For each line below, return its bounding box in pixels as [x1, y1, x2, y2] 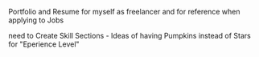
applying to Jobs [8, 15, 64, 25]
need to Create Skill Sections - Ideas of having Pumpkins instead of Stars [8, 31, 251, 40]
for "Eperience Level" [8, 39, 80, 49]
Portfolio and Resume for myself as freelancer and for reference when [8, 7, 240, 16]
